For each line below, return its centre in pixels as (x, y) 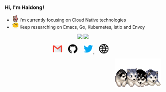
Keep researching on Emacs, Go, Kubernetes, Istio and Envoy (82, 27)
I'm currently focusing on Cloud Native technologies (73, 20)
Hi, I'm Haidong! (24, 7)
